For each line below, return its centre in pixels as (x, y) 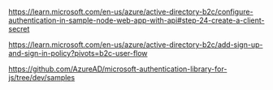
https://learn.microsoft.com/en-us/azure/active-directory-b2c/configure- (131, 12)
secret (19, 29)
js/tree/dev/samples (42, 77)
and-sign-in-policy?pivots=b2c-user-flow (78, 53)
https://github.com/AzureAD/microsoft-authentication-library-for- (118, 69)
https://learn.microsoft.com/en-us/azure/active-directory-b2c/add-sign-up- (136, 45)
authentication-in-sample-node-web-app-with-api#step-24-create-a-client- (136, 20)
